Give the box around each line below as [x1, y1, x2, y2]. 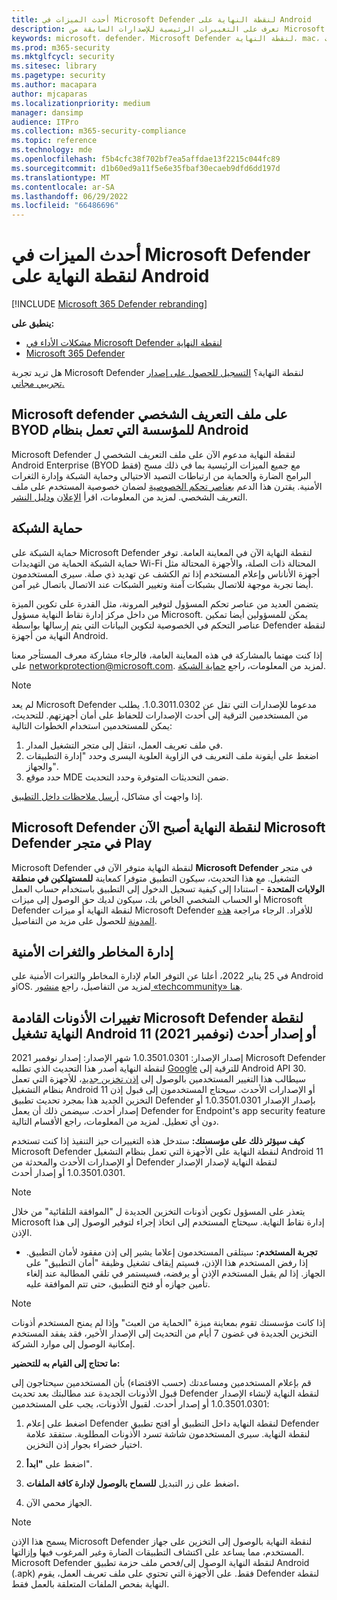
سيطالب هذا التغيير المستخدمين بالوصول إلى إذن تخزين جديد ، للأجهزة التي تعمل [11, 1073, 307, 1085]
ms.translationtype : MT [11, 172, 111, 183]
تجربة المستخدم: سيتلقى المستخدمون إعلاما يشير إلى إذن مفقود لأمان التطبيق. [25, 1246, 318, 1258]
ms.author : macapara [11, 80, 98, 90]
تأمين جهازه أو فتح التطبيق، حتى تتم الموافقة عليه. [25, 1278, 211, 1290]
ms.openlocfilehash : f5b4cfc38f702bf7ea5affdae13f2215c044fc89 [11, 154, 281, 164]
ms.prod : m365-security [11, 42, 111, 53]
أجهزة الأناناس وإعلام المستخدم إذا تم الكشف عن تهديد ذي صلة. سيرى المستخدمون [11, 567, 320, 580]
